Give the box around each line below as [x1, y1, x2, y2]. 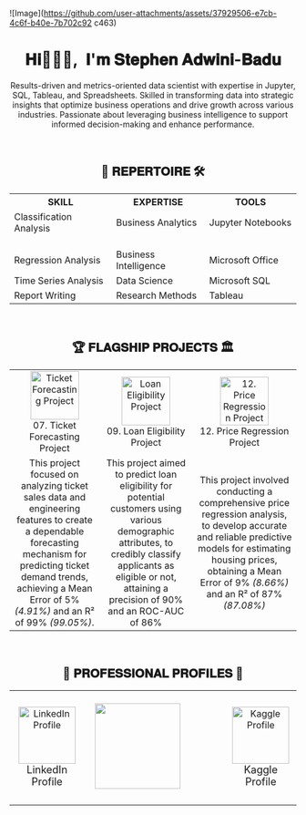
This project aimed [106, 456, 187, 469]
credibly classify [110, 547, 181, 560]
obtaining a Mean [207, 564, 282, 577]
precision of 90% [108, 593, 184, 605]
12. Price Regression [199, 424, 290, 437]
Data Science [116, 273, 173, 286]
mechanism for [22, 547, 87, 560]
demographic [117, 524, 175, 537]
